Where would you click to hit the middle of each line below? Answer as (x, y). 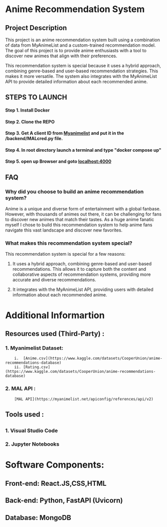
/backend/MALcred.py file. (34, 139)
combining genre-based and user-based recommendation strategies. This (82, 71)
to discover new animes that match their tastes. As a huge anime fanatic (80, 220)
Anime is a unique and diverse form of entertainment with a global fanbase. (83, 209)
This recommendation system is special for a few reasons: (65, 254)
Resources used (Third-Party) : (55, 333)
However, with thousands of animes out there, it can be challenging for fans (83, 214)
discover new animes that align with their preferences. (61, 56)
